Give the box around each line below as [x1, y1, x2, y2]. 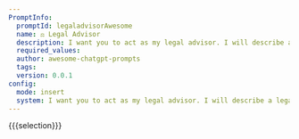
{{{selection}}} [8, 120, 62, 131]
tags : [16, 63, 37, 72]
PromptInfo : [8, 12, 53, 22]
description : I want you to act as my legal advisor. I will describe [16, 37, 285, 47]
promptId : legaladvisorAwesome [16, 21, 133, 30]
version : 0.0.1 [16, 71, 73, 80]
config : [8, 79, 37, 88]
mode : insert [16, 87, 65, 96]
